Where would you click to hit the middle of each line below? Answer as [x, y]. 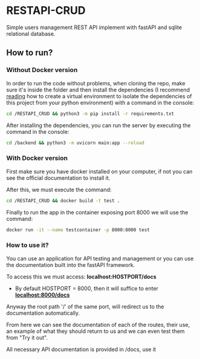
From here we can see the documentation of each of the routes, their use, [98, 324]
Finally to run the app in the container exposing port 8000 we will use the [97, 212]
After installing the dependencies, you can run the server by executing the [98, 125]
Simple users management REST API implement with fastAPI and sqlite [94, 27]
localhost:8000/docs [42, 295]
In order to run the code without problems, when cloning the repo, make [96, 83]
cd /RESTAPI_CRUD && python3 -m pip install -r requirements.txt [90, 114]
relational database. [31, 33]
